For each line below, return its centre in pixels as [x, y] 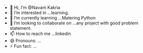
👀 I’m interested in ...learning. [39, 13]
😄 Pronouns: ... [26, 41]
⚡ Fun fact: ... [23, 46]
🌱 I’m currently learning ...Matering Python [53, 18]
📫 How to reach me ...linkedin [40, 34]
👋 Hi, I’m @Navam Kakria [35, 8]
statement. [21, 28]
